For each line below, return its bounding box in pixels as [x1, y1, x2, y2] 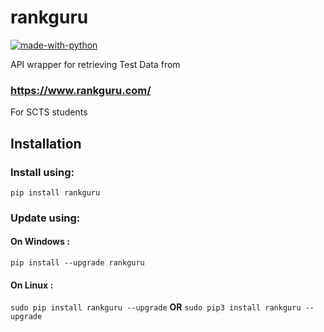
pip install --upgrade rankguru [10, 258, 145, 268]
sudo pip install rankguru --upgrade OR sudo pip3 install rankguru [10, 301, 302, 313]
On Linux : [10, 279, 54, 291]
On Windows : [10, 236, 70, 248]
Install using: [10, 165, 75, 179]
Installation [10, 135, 82, 152]
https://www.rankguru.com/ [10, 83, 152, 97]
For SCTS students [10, 106, 88, 118]
